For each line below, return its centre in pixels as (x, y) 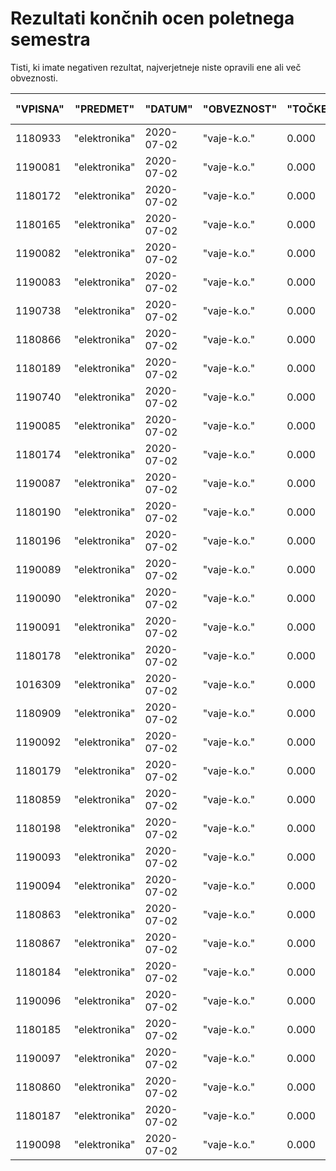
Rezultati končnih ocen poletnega (152, 18)
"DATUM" (168, 109)
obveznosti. (34, 78)
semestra (50, 39)
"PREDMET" (104, 109)
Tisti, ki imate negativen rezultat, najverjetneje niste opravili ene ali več (156, 67)
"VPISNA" (40, 109)
